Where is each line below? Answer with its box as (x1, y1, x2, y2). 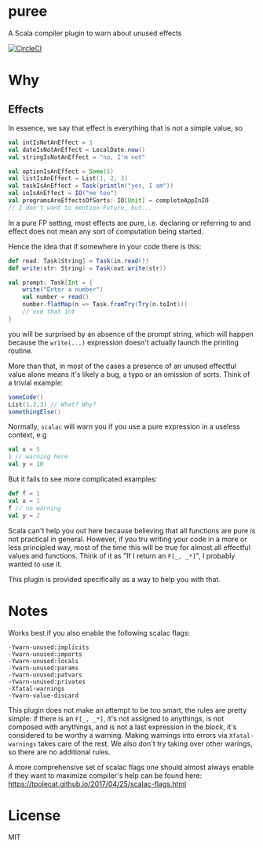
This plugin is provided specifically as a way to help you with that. (8, 574, 221, 584)
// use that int (22, 308, 76, 316)
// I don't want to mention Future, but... (8, 204, 153, 212)
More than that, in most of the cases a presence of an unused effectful (8, 361, 237, 371)
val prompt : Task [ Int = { (8, 278, 93, 286)
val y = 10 (8, 460, 44, 468)
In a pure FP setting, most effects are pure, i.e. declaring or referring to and (8, 218, 251, 227)
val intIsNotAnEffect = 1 (8, 138, 93, 146)
